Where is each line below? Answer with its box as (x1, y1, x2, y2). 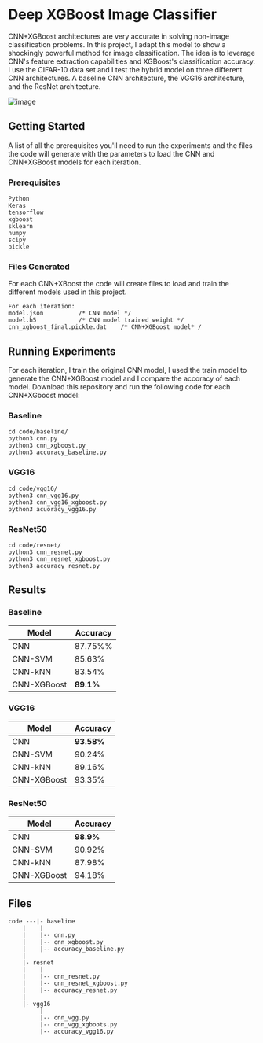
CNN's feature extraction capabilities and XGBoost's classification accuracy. (8, 57, 256, 66)
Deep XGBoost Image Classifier (8, 6, 217, 24)
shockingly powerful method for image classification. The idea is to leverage (8, 48, 255, 57)
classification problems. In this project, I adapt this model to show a (8, 39, 226, 49)
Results (8, 584, 46, 597)
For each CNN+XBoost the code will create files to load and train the (8, 279, 230, 289)
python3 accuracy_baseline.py (8, 448, 108, 457)
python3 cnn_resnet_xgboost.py (8, 555, 111, 563)
